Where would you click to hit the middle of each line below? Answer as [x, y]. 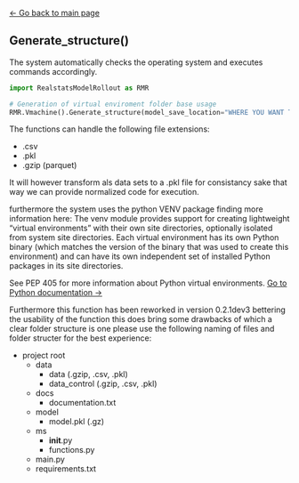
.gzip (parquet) [49, 165]
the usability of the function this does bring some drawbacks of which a [141, 319]
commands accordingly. [53, 71]
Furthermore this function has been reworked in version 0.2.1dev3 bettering [148, 310]
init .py [61, 440]
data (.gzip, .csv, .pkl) [89, 374]
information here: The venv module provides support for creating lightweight [149, 219]
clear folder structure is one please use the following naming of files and [142, 329]
